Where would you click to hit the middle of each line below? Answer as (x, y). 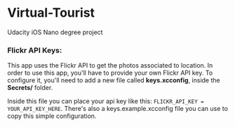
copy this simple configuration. (52, 116)
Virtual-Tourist (51, 13)
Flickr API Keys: (35, 50)
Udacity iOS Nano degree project (55, 32)
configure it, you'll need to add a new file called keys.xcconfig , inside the (114, 80)
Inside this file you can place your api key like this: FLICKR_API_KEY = (106, 101)
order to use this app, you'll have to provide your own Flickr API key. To (110, 73)
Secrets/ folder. (30, 88)
